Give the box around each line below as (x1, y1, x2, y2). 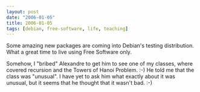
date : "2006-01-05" (6, 14, 56, 20)
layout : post (6, 8, 39, 15)
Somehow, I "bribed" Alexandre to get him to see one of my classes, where (6, 60, 193, 67)
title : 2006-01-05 (6, 20, 53, 26)
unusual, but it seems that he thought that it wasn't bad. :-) (6, 79, 153, 87)
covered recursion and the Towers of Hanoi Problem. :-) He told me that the (6, 67, 195, 74)
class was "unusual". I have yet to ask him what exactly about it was (6, 73, 175, 80)
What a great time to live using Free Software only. (6, 49, 132, 56)
